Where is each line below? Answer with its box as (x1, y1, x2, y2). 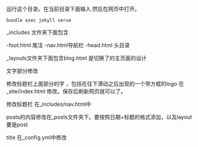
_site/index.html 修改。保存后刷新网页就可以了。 (6, 88, 127, 95)
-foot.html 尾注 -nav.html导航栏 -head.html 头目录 (6, 42, 130, 48)
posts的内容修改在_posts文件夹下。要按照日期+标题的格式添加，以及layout (6, 114, 192, 120)
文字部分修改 (6, 67, 38, 74)
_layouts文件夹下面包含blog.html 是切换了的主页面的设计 (6, 54, 147, 62)
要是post (6, 121, 28, 128)
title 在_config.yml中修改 (6, 134, 67, 141)
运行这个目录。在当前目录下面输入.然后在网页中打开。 (6, 5, 141, 12)
